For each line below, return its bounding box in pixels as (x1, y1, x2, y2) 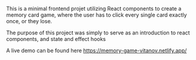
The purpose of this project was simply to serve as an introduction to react (6, 29, 190, 36)
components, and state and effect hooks (6, 36, 106, 42)
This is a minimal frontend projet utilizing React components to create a (6, 5, 182, 12)
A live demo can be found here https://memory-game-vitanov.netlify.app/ (6, 47, 187, 54)
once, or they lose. (6, 18, 53, 24)
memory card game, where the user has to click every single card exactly (6, 11, 187, 18)
